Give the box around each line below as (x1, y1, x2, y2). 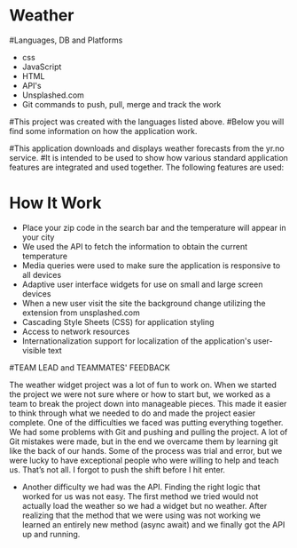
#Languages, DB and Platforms (9, 35, 123, 45)
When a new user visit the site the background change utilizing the (21, 298, 266, 308)
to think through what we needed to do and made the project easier (9, 408, 256, 418)
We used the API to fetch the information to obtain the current (21, 241, 248, 251)
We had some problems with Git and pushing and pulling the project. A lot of (9, 426, 288, 437)
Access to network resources (21, 326, 130, 337)
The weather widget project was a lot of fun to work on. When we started (9, 379, 277, 390)
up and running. (21, 528, 81, 539)
